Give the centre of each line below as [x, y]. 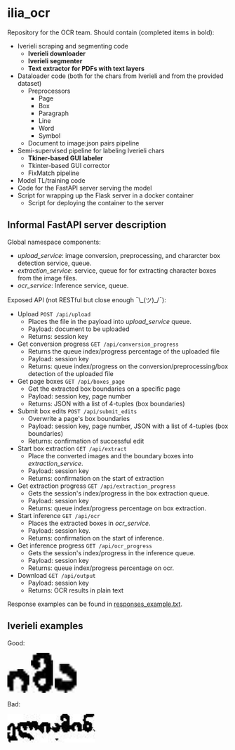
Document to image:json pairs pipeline [83, 143]
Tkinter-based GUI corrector [69, 165]
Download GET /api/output [56, 575]
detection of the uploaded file [70, 373]
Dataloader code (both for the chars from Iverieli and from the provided [120, 76]
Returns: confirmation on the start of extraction [96, 478]
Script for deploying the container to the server [96, 202]
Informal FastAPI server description [87, 225]
